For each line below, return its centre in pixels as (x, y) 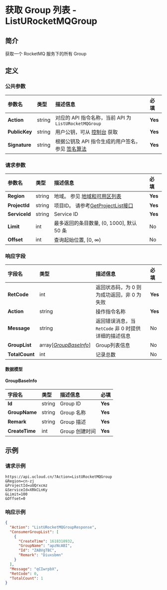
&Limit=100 (16, 494)
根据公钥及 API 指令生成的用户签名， (98, 141)
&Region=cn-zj (20, 481)
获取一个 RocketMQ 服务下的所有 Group (46, 54)
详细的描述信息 (113, 336)
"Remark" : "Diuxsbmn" (41, 555)
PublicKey (20, 132)
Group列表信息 (113, 346)
